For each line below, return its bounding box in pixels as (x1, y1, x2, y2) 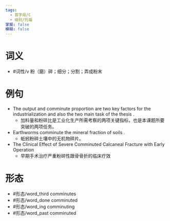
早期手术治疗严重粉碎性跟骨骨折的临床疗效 (20, 153, 111, 159)
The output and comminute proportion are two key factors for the (12, 106, 151, 112)
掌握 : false (5, 22, 29, 27)
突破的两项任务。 (20, 124, 57, 130)
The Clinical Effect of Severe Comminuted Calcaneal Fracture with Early (12, 141, 165, 147)
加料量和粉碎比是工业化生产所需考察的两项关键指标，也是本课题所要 (20, 117, 165, 123)
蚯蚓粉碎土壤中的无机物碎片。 (20, 136, 84, 141)
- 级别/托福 (10, 17, 32, 22)
